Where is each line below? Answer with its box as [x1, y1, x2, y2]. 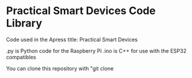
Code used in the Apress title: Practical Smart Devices [6, 36, 138, 43]
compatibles [6, 53, 37, 60]
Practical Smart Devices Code [6, 4, 156, 18]
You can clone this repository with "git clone [6, 65, 114, 72]
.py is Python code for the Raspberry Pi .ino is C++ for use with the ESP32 [6, 47, 187, 54]
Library [6, 16, 43, 30]
